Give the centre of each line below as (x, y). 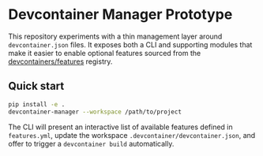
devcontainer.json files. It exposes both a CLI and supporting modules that (130, 44)
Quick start (36, 86)
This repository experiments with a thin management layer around (115, 36)
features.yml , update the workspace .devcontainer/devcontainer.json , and (132, 135)
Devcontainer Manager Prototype (120, 15)
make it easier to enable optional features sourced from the (105, 53)
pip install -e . (37, 104)
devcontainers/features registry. (60, 61)
